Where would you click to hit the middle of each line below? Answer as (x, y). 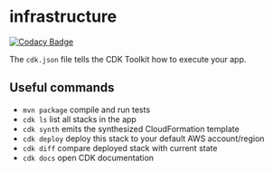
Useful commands (62, 88)
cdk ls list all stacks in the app (80, 119)
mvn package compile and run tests (86, 110)
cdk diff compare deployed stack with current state (120, 148)
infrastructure (63, 17)
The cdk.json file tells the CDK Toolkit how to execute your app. (128, 59)
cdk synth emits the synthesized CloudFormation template (131, 129)
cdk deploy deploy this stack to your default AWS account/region (143, 139)
